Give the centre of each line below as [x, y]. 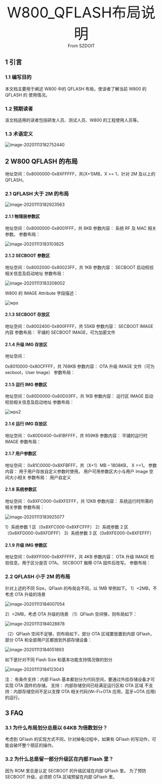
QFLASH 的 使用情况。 [27, 95]
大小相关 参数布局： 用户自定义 [40, 477]
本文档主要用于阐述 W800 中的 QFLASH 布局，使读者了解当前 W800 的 [76, 89]
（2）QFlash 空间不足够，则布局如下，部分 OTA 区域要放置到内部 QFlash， [80, 633]
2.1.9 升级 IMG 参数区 [26, 545]
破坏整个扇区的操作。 [35, 745]
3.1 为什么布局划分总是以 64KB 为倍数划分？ [56, 728]
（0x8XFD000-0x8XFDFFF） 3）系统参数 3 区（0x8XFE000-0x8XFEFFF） [80, 533]
